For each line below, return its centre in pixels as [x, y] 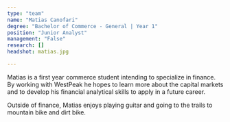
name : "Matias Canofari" [43, 20]
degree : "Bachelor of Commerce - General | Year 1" [82, 26]
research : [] [26, 45]
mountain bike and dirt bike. [46, 112]
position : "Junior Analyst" [47, 33]
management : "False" [37, 39]
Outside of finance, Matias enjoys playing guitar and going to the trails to [110, 105]
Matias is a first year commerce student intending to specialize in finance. [112, 77]
